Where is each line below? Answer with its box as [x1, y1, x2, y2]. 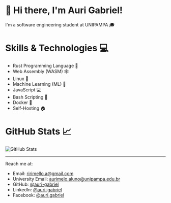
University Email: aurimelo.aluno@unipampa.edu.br [12, 176, 121, 182]
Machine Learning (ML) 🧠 [12, 81, 66, 87]
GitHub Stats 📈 [5, 126, 72, 138]
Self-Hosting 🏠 [12, 105, 46, 111]
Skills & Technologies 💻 [5, 43, 109, 54]
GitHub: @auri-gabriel [12, 181, 59, 187]
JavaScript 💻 [12, 86, 42, 93]
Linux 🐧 [12, 76, 29, 82]
